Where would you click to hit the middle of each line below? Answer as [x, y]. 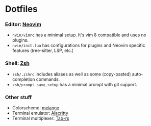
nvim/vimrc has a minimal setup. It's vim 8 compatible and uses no [79, 35]
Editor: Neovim [23, 25]
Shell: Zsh [17, 63]
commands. [48, 79]
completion [24, 79]
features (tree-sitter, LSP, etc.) [43, 50]
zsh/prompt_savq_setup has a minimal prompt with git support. [75, 84]
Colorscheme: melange [36, 108]
